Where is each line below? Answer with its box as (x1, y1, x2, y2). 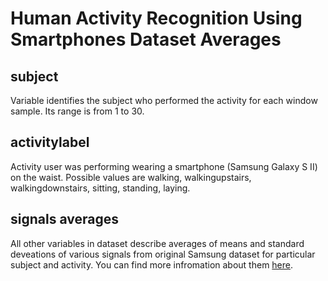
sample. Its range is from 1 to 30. (10, 105, 145, 117)
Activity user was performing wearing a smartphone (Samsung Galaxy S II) (10, 160, 318, 172)
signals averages (10, 211, 119, 228)
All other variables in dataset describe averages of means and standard (10, 237, 305, 249)
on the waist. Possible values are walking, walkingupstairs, (10, 171, 252, 183)
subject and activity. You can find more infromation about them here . (10, 258, 294, 271)
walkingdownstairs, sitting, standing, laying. (10, 182, 191, 194)
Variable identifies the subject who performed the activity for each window (10, 95, 318, 106)
